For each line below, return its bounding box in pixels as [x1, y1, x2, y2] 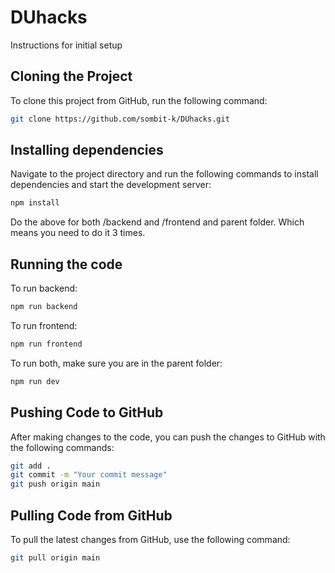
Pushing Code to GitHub [10, 404, 164, 421]
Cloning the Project [10, 68, 133, 85]
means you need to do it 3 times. [10, 227, 146, 239]
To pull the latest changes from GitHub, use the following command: [10, 534, 291, 545]
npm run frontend [10, 339, 83, 349]
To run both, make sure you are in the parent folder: [10, 357, 223, 369]
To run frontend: [10, 320, 78, 331]
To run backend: [10, 282, 78, 295]
